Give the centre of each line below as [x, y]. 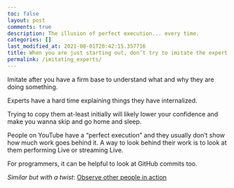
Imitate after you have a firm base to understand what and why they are [111, 79]
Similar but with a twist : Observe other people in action [87, 177]
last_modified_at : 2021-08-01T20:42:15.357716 [77, 46]
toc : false [23, 14]
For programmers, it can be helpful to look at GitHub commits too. [103, 163]
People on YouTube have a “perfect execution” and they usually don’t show [116, 135]
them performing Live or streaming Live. [65, 150]
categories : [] [30, 40]
